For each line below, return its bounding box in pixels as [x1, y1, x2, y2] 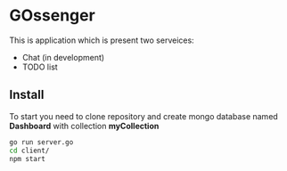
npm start [9, 154, 46, 163]
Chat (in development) [21, 52, 105, 62]
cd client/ [9, 146, 50, 155]
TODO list [21, 61, 58, 72]
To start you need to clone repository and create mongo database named [9, 110, 278, 121]
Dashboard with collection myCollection [9, 120, 160, 131]
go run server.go [9, 137, 74, 147]
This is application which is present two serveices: [9, 35, 194, 45]
